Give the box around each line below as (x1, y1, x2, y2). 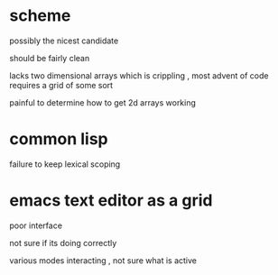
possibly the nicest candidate (9, 35, 119, 46)
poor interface (9, 220, 63, 231)
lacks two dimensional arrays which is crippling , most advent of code (9, 69, 269, 81)
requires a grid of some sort (9, 79, 114, 90)
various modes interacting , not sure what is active (9, 254, 197, 266)
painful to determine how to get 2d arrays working (9, 96, 197, 108)
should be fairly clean (9, 52, 90, 63)
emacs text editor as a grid (9, 190, 213, 211)
